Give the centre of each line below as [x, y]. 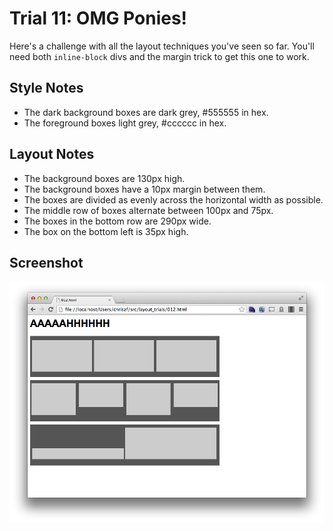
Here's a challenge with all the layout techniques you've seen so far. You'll [162, 46]
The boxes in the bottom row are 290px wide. [117, 221]
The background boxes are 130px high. [104, 178]
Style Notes [46, 88]
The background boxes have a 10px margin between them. [144, 189]
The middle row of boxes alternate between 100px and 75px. [148, 210]
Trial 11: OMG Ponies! [98, 18]
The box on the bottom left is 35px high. [106, 231]
